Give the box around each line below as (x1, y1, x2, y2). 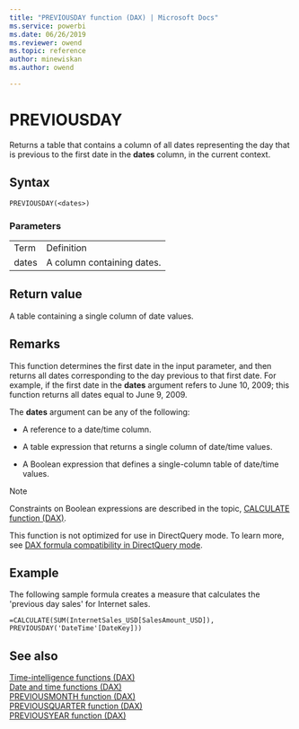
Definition (46, 242, 87, 254)
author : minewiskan (9, 55, 83, 64)
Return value (9, 286, 83, 302)
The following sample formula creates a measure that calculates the (9, 589, 260, 600)
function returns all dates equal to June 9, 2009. (9, 389, 188, 400)
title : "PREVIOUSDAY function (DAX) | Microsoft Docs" (9, 13, 219, 22)
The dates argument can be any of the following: (9, 406, 190, 417)
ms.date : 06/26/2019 (9, 30, 87, 39)
